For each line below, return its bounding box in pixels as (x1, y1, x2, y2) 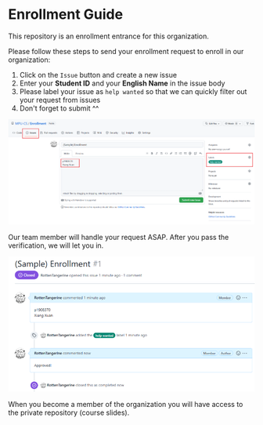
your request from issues (19, 95, 101, 104)
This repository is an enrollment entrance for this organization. (8, 31, 210, 41)
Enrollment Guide (8, 5, 124, 24)
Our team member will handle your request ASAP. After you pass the (8, 233, 229, 242)
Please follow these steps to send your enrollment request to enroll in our (8, 46, 244, 56)
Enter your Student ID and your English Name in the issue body (19, 78, 225, 88)
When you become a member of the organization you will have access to (8, 400, 243, 409)
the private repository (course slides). (8, 408, 130, 417)
